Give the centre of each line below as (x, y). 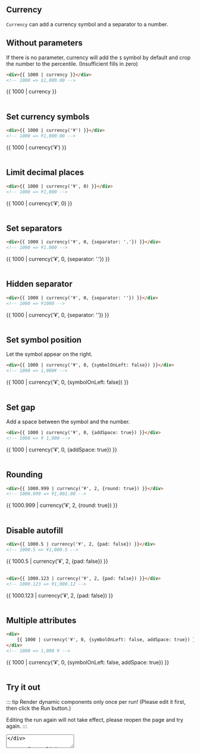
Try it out (23, 687)
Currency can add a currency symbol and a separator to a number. (87, 24)
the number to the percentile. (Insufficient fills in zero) (72, 64)
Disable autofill (35, 530)
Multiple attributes (41, 621)
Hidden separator (39, 284)
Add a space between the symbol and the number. (68, 421)
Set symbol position (44, 340)
